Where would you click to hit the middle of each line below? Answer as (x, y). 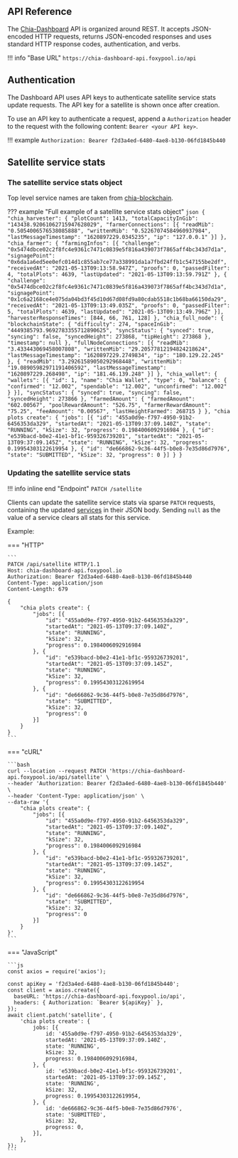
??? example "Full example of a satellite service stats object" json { (106, 212)
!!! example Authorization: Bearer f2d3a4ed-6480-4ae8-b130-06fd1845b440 (117, 140)
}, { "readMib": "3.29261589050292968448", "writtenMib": (95, 362)
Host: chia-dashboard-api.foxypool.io (65, 570)
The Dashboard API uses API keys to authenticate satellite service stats (112, 97)
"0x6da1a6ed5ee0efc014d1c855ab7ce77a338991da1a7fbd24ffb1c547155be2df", (117, 262)
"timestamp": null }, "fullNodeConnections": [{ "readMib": (98, 343)
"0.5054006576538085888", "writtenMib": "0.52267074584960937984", (109, 231)
